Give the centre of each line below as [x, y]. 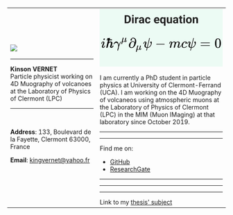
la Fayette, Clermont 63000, [50, 139]
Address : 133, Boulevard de [51, 132]
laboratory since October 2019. [145, 122]
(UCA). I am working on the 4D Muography [161, 93]
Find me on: [116, 148]
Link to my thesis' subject [136, 203]
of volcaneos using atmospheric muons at [159, 100]
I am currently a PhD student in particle [155, 78]
